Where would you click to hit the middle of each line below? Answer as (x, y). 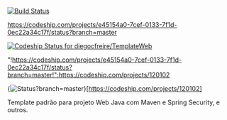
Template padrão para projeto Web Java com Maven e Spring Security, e (113, 102)
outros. (18, 110)
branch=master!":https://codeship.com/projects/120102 (89, 75)
